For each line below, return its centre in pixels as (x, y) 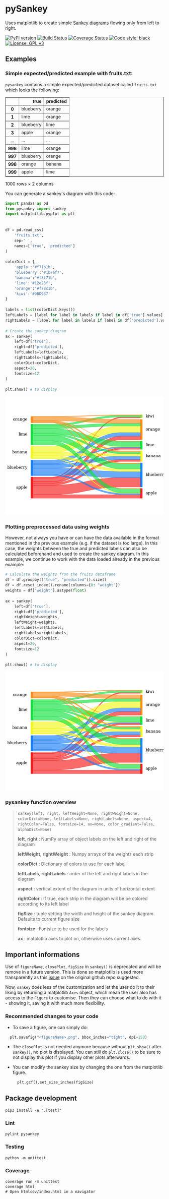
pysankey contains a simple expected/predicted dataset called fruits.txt (81, 84)
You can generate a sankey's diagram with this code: (60, 193)
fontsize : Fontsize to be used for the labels (63, 929)
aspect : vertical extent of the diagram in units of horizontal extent (86, 889)
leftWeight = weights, (36, 622)
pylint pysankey (22, 1134)
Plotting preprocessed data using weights (57, 527)
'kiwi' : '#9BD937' (32, 294)
